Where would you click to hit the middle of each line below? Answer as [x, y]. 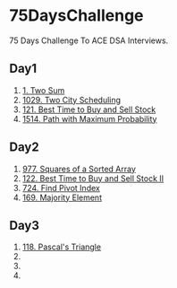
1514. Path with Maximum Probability [89, 118]
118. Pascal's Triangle [61, 247]
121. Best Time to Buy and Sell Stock [89, 109]
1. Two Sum [43, 90]
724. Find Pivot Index [61, 188]
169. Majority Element [62, 197]
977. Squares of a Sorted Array [79, 169]
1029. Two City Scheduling [72, 100]
